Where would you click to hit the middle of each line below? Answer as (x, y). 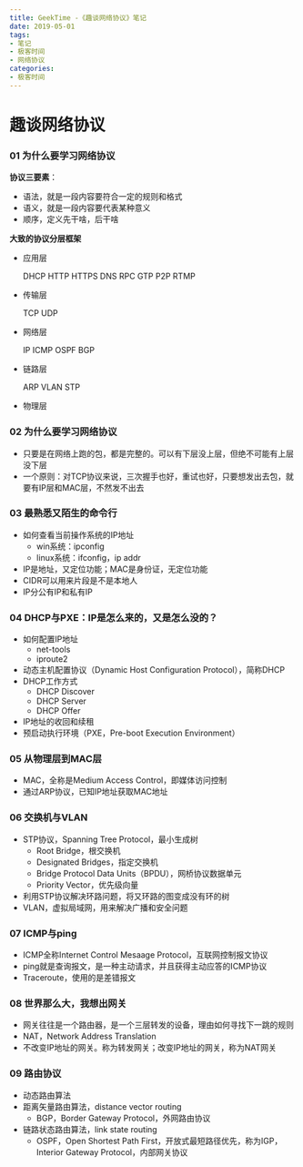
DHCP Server (61, 701)
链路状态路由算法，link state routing (90, 1129)
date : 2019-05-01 (42, 26)
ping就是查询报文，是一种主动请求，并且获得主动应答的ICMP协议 (145, 967)
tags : (20, 35)
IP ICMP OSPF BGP (59, 350)
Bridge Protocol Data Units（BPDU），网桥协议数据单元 (139, 873)
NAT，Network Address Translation (89, 1036)
